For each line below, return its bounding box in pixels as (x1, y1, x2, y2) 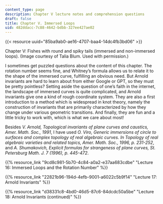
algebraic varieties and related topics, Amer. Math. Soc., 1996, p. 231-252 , (5, 140, 155, 145)
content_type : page (5, 7, 45, 12)
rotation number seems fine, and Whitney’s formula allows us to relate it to (5, 68, 154, 74)
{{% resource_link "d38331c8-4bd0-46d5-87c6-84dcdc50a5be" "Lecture (5, 189, 154, 195)
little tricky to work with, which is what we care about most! (5, 115, 124, 121)
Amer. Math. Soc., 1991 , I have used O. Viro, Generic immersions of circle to (5, 129, 157, 135)
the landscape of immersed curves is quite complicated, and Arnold (5, 89, 141, 95)
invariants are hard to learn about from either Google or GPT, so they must (5, 79, 154, 84)
